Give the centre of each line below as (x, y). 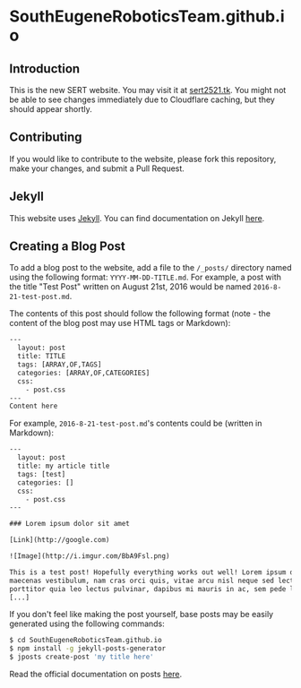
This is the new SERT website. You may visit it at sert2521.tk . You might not (148, 90)
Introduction (45, 69)
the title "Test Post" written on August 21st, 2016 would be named (130, 287)
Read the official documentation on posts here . (96, 675)
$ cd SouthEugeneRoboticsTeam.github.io (86, 641)
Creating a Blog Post (67, 247)
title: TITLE (42, 357)
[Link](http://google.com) (60, 540)
